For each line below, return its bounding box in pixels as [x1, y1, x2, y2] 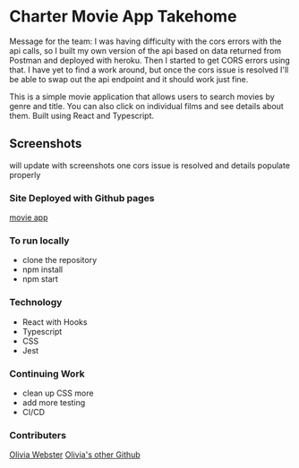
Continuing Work [9, 367, 85, 379]
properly [9, 169, 41, 180]
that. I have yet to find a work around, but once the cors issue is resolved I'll [9, 64, 289, 75]
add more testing [21, 396, 86, 408]
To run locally [9, 234, 70, 247]
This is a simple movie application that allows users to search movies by [9, 91, 275, 102]
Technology [9, 296, 63, 309]
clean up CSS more [21, 387, 94, 398]
